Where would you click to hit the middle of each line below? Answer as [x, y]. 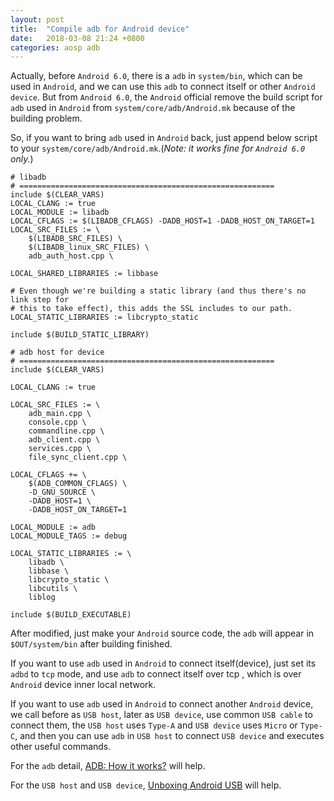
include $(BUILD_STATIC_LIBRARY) [80, 335]
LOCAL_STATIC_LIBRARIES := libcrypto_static [104, 317]
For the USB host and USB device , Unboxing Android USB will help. [146, 785]
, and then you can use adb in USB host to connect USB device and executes [169, 736]
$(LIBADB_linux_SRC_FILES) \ [89, 247]
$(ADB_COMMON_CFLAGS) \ [78, 484]
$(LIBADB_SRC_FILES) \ [75, 239]
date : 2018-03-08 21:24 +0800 [77, 38]
